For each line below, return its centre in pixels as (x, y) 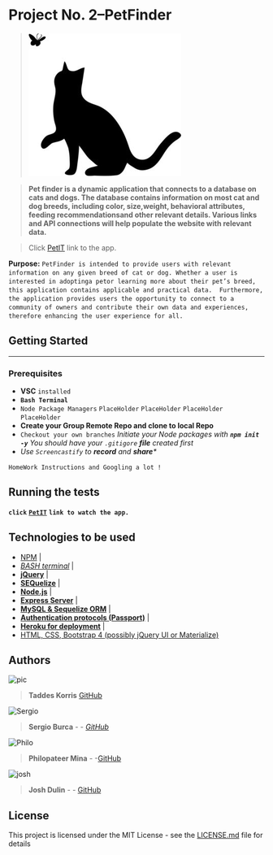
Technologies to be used (72, 538)
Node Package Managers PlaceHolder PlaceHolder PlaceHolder (121, 409)
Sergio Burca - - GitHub (69, 727)
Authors (30, 660)
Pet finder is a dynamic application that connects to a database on (143, 189)
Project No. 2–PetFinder (90, 15)
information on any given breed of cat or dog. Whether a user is (123, 273)
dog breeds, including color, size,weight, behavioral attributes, (136, 206)
